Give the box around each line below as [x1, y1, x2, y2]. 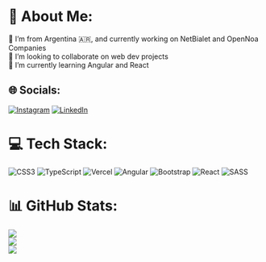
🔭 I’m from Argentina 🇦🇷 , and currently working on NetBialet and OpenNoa [8, 34, 260, 44]
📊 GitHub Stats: [8, 197, 118, 214]
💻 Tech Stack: [8, 135, 108, 152]
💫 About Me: [8, 7, 94, 26]
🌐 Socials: [8, 84, 61, 98]
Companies [8, 43, 47, 52]
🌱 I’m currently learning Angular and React [8, 60, 149, 69]
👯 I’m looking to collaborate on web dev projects [8, 52, 169, 61]
